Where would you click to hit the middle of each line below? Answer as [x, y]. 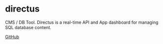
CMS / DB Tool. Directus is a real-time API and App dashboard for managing [82, 22]
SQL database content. [28, 27]
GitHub [12, 37]
